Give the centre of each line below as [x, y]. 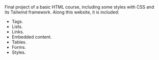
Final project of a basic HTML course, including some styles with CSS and [79, 7]
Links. [18, 32]
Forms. [19, 47]
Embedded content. [32, 37]
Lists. [17, 27]
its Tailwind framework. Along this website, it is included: [62, 12]
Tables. [19, 42]
